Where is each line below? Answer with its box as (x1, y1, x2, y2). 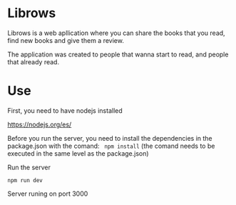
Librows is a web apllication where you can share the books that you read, (7, 29, 226, 37)
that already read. (7, 57, 59, 66)
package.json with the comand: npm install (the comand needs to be (7, 141, 215, 150)
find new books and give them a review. (7, 36, 125, 44)
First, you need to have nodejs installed (7, 106, 123, 115)
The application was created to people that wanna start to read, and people (7, 50, 229, 59)
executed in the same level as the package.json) (7, 149, 149, 158)
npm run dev (7, 176, 43, 184)
